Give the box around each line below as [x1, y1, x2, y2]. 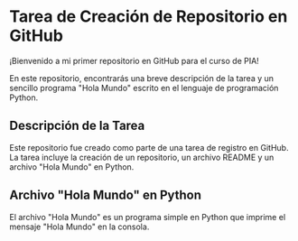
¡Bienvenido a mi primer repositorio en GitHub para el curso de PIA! [9, 55, 259, 66]
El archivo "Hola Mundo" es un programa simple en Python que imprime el [9, 211, 286, 222]
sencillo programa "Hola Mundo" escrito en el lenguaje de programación [9, 82, 279, 93]
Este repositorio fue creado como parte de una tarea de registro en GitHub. [9, 142, 289, 153]
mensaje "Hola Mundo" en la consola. [9, 221, 150, 232]
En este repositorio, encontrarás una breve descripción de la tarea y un [9, 72, 274, 83]
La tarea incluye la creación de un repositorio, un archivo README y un [9, 152, 275, 162]
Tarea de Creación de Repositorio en [9, 6, 288, 27]
